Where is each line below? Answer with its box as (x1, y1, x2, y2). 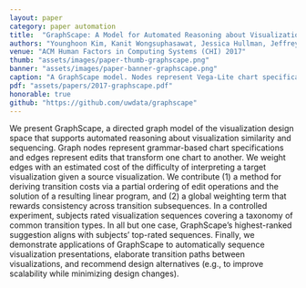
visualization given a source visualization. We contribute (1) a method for (9, 171, 282, 182)
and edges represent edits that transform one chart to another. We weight (9, 152, 287, 163)
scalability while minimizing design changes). (9, 268, 179, 279)
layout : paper (9, 13, 64, 23)
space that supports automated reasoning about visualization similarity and (9, 133, 291, 144)
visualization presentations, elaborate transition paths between (9, 249, 246, 260)
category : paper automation (9, 22, 117, 31)
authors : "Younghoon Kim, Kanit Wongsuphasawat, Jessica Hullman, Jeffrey (9, 38, 300, 48)
